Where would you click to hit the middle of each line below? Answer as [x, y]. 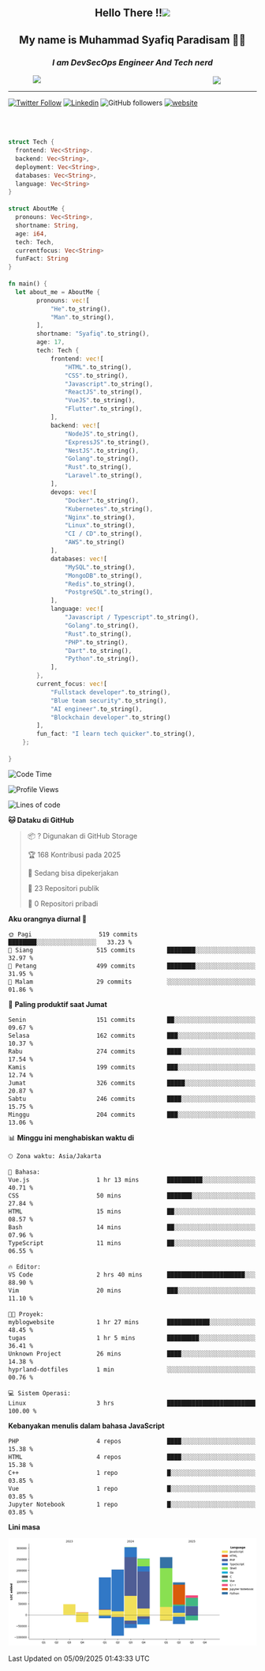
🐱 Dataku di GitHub [41, 820]
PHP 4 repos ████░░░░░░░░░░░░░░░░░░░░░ [132, 1441]
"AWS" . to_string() [95, 542]
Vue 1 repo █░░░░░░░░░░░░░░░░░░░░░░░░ [132, 1488]
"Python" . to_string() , [102, 659]
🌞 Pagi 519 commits [73, 934]
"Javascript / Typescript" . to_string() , [132, 617]
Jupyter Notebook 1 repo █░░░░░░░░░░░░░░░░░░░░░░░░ [132, 1504]
